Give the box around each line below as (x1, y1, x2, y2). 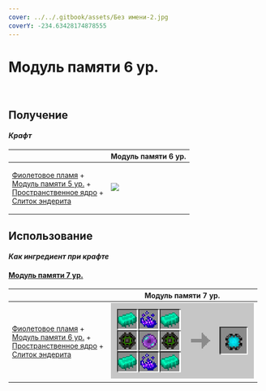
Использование (8, 228, 93, 243)
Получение (8, 108, 69, 122)
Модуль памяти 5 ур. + (11, 179, 92, 189)
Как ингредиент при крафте (8, 252, 109, 262)
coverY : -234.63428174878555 (8, 21, 107, 30)
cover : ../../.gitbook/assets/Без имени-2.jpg (8, 13, 169, 21)
